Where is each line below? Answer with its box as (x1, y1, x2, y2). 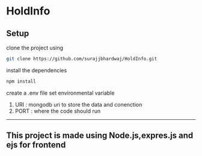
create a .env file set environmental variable (6, 89, 115, 96)
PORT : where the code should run (14, 107, 101, 114)
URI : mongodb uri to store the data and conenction (14, 101, 142, 108)
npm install (6, 78, 36, 84)
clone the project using (6, 44, 64, 51)
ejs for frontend (6, 140, 66, 150)
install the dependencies (6, 66, 67, 73)
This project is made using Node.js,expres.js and (6, 131, 194, 141)
